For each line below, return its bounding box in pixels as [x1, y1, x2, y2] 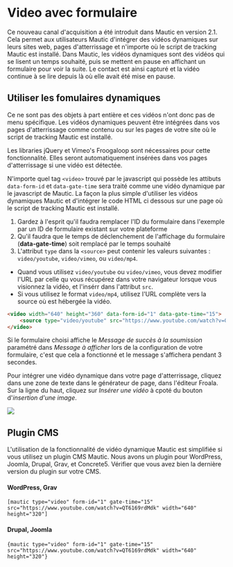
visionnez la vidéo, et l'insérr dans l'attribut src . [17, 282, 154, 291]
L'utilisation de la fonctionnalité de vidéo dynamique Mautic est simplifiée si [7, 446, 223, 454]
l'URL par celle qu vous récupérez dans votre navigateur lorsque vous [17, 275, 217, 283]
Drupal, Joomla [7, 525, 53, 534]
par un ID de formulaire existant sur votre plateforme [17, 224, 168, 233]
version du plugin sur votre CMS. [7, 467, 102, 476]
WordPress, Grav [7, 483, 58, 491]
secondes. [7, 358, 37, 366]
